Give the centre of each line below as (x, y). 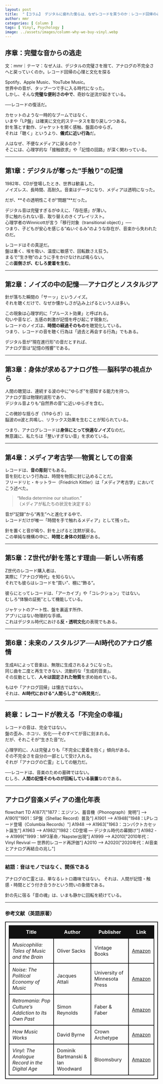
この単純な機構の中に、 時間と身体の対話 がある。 (54, 537)
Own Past (24, 1019)
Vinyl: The (24, 1050)
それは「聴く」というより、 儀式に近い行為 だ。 (52, 133)
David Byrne (71, 1034)
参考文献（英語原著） (30, 913)
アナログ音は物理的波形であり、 (37, 397)
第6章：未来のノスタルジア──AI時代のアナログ (75, 643)
